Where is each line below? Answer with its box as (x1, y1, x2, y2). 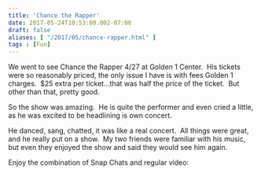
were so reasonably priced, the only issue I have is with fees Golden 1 (8, 71, 233, 80)
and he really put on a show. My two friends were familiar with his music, (8, 134, 246, 144)
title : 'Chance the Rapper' (8, 11, 101, 20)
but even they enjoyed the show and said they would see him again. (8, 143, 228, 152)
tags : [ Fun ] (8, 41, 51, 49)
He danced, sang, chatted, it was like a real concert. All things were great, (8, 126, 249, 136)
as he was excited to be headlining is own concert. (8, 111, 173, 120)
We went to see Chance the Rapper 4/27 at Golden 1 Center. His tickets (8, 62, 241, 71)
